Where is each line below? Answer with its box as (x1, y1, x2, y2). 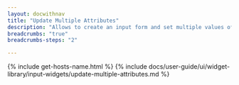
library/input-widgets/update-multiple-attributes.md (7, 70, 159, 79)
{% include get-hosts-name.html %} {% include (7, 62, 147, 71)
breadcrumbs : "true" (7, 30, 69, 38)
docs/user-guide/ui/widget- (148, 62, 230, 71)
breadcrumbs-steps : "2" (7, 37, 78, 44)
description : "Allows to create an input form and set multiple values (7, 23, 224, 30)
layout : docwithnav (7, 10, 65, 18)
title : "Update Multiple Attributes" (7, 17, 119, 24)
